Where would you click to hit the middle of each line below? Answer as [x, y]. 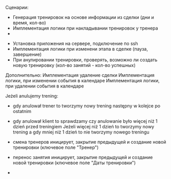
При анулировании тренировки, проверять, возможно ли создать [85, 60]
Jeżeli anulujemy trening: [32, 96]
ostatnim [22, 111]
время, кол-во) [29, 23]
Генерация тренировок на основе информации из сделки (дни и [83, 17]
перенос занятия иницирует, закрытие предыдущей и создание [83, 157]
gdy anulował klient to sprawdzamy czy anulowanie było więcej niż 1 [85, 121]
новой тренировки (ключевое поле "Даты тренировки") [74, 163]
